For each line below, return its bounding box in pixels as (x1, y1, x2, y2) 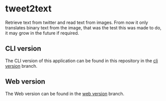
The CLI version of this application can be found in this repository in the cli (5, 58, 158, 64)
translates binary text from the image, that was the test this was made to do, (5, 24, 162, 30)
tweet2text (5, 3, 52, 14)
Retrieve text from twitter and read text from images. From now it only (5, 19, 149, 25)
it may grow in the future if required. (5, 30, 79, 36)
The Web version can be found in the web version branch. (5, 91, 125, 97)
